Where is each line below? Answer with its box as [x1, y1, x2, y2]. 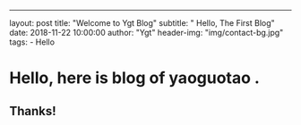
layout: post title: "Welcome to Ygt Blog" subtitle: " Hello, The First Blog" [9, 18, 275, 28]
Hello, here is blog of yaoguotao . [9, 68, 260, 88]
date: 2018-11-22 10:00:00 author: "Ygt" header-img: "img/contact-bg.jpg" [9, 28, 284, 37]
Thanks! [9, 104, 56, 119]
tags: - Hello [9, 37, 56, 47]
